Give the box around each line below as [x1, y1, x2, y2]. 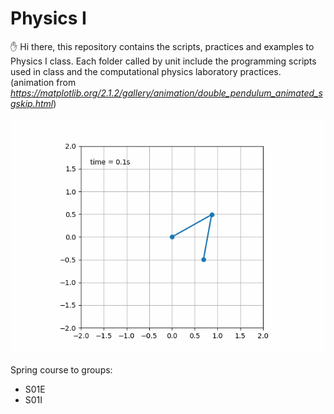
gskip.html [10, 97, 54, 109]
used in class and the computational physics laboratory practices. [10, 65, 282, 77]
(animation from [10, 76, 77, 88]
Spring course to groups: [10, 363, 113, 376]
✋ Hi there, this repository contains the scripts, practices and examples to [10, 40, 315, 52]
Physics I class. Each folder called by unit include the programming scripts [10, 55, 317, 67]
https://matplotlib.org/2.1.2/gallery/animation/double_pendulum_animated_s [10, 87, 323, 99]
